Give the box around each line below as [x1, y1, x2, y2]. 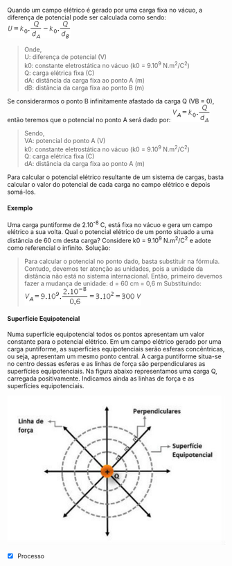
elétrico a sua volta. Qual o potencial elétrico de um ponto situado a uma [7, 228, 214, 236]
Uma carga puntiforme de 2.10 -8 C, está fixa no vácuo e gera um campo [7, 219, 213, 228]
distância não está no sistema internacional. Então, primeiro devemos [24, 272, 223, 280]
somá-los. [7, 188, 36, 197]
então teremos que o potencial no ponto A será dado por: [7, 115, 171, 124]
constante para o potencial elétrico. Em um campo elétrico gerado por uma [7, 338, 222, 346]
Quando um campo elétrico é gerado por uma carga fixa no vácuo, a [7, 6, 203, 14]
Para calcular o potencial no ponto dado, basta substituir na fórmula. [24, 257, 220, 265]
